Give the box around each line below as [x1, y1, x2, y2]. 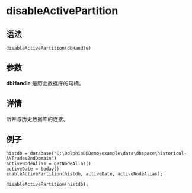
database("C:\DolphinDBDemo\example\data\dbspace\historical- [30, 150, 187, 156]
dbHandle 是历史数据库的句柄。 [6, 79, 84, 86]
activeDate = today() [6, 166, 60, 172]
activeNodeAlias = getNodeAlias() [6, 161, 92, 167]
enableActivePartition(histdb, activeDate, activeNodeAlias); [6, 171, 163, 177]
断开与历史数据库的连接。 [6, 115, 69, 123]
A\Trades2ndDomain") [6, 156, 57, 162]
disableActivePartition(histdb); [6, 182, 89, 188]
